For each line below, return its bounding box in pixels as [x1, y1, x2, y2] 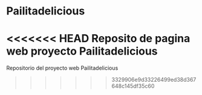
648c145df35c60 [111, 82, 155, 90]
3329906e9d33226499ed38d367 [111, 76, 197, 84]
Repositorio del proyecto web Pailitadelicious [6, 64, 119, 72]
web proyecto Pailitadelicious [6, 44, 158, 58]
